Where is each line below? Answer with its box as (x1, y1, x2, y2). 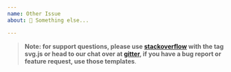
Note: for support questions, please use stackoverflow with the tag (24, 42, 224, 50)
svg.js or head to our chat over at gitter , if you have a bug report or (24, 50, 222, 58)
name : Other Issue (7, 10, 61, 17)
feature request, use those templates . (24, 57, 136, 65)
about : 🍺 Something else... (7, 17, 90, 24)
